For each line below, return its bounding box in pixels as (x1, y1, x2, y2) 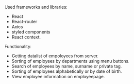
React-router (11, 19, 37, 24)
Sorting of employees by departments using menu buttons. (11, 58, 130, 64)
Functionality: (4, 44, 32, 49)
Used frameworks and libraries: (4, 4, 67, 10)
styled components (11, 29, 50, 34)
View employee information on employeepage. (11, 74, 105, 79)
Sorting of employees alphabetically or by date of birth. (11, 68, 122, 74)
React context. (11, 34, 41, 40)
